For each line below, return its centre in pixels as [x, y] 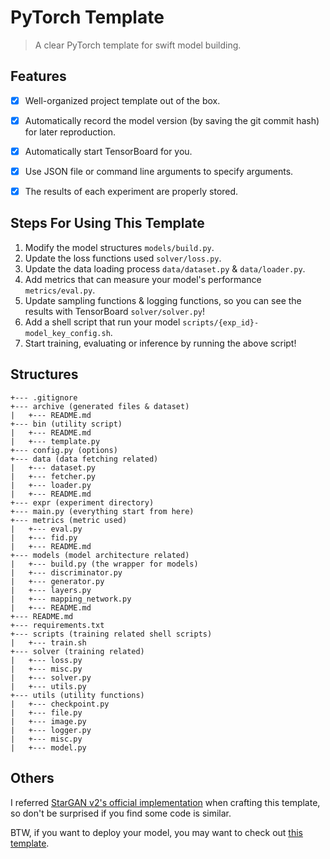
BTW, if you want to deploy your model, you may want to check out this [156, 832]
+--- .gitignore [44, 397]
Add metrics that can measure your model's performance [143, 279]
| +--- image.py [48, 721]
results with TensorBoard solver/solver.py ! [115, 311]
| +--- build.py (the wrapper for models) [104, 564]
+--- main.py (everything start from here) [102, 511]
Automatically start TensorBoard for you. [108, 151]
